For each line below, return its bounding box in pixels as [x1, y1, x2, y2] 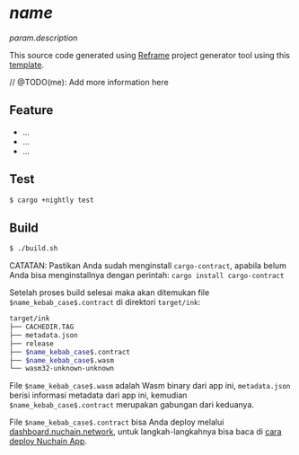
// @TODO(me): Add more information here [9, 76, 169, 87]
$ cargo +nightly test [9, 196, 94, 205]
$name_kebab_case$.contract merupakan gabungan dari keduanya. [9, 399, 254, 410]
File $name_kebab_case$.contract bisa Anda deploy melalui [9, 416, 224, 428]
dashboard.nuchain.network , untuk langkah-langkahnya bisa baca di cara [9, 426, 282, 437]
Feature [9, 102, 54, 118]
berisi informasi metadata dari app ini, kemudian [9, 389, 188, 401]
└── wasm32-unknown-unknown [9, 364, 115, 373]
